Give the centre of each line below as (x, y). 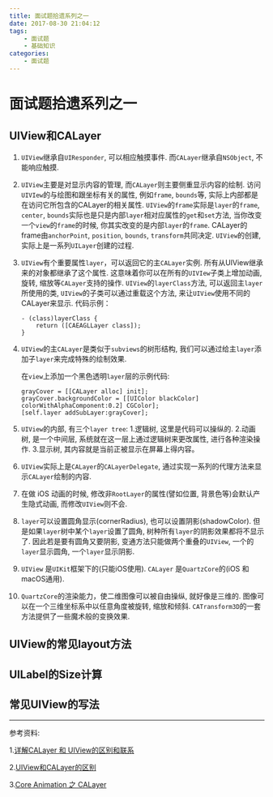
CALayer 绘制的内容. (60, 476)
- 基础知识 (40, 46)
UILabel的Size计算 (56, 674)
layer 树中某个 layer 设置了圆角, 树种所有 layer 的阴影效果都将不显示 (154, 531)
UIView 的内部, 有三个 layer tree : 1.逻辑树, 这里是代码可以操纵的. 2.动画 (138, 428)
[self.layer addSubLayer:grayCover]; (85, 413)
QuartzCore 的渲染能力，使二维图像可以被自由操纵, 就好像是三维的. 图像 (139, 596)
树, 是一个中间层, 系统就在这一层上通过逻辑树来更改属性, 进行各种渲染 (137, 439)
